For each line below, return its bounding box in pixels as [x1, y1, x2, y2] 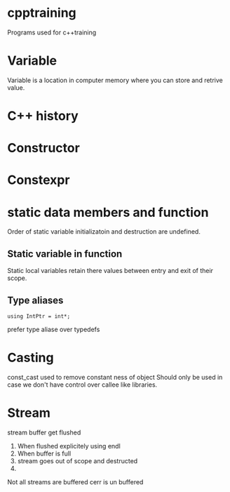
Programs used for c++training [7, 28, 97, 36]
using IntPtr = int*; [7, 313, 71, 320]
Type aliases [7, 294, 64, 306]
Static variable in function [7, 248, 123, 260]
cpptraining [7, 5, 77, 21]
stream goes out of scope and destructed [17, 456, 138, 465]
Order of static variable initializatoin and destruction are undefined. [7, 227, 201, 236]
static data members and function [7, 204, 209, 220]
